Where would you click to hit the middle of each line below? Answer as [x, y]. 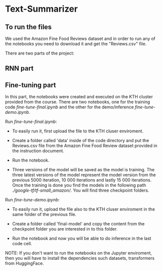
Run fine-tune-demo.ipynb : [32, 200]
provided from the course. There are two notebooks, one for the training [78, 102]
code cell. [22, 244]
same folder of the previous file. [44, 215]
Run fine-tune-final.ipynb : [31, 122]
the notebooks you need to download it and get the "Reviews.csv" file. [76, 44]
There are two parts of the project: [40, 53]
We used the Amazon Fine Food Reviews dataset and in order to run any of [80, 38]
